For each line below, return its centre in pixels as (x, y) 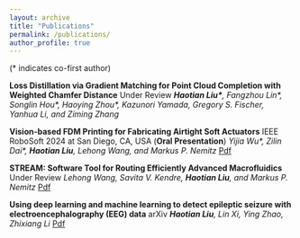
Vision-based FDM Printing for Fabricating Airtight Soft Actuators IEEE (144, 132)
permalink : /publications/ (60, 34)
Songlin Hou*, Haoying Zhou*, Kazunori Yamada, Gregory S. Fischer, (136, 105)
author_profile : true (50, 43)
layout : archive (40, 18)
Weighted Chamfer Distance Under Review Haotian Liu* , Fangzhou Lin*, (146, 95)
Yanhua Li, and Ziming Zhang (64, 114)
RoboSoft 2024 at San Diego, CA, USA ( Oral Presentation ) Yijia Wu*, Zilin (145, 141)
